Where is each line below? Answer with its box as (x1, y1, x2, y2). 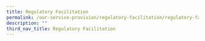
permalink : (6, 14, 34, 20)
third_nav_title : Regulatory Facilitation (6, 25, 116, 32)
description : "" (6, 20, 48, 26)
